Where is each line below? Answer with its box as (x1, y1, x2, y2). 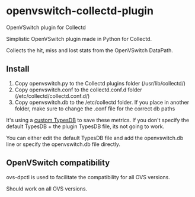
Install (6, 64, 30, 74)
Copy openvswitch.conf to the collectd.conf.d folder (14, 86, 142, 93)
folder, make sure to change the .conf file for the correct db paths (14, 105, 175, 112)
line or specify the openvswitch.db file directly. (6, 141, 120, 148)
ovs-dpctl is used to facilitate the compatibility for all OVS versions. (6, 173, 170, 180)
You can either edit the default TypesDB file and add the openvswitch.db (6, 134, 184, 141)
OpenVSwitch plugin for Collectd (6, 24, 86, 31)
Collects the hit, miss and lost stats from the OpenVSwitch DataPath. (6, 46, 173, 54)
